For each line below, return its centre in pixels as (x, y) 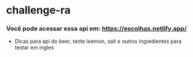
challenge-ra (38, 10)
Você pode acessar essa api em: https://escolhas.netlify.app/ (97, 29)
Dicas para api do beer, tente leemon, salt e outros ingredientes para (98, 41)
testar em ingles (34, 48)
